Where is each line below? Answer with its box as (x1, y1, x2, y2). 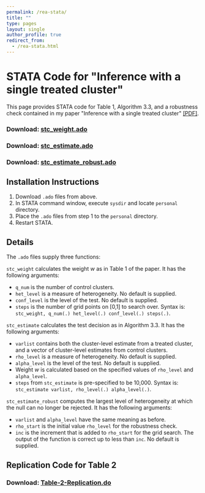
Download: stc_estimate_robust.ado (6, 158, 116, 166)
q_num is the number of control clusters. (15, 284, 114, 291)
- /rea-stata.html (12, 44, 59, 50)
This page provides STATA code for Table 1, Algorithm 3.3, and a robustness (6, 103, 198, 111)
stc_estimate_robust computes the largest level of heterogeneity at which (6, 397, 193, 405)
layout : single (6, 26, 45, 33)
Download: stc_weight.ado (6, 125, 88, 133)
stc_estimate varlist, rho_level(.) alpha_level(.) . (15, 386, 152, 393)
